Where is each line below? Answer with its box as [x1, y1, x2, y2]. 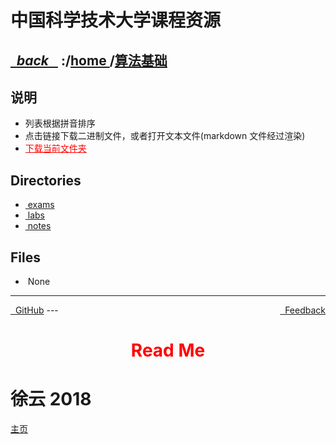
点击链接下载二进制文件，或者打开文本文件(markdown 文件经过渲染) [24, 130, 306, 142]
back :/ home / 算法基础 [16, 52, 168, 69]
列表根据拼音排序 [24, 117, 96, 130]
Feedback [284, 304, 326, 316]
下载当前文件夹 [24, 142, 87, 155]
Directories [10, 172, 82, 189]
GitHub [14, 304, 45, 316]
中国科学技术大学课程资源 [10, 9, 222, 32]
